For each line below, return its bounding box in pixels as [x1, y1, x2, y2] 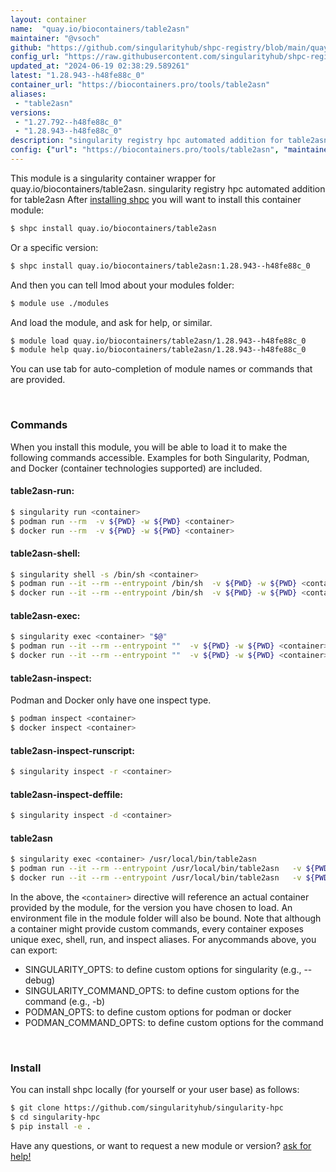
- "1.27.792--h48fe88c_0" [14, 117, 123, 127]
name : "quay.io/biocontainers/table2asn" [10, 24, 190, 34]
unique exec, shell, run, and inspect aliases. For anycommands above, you [10, 933, 317, 945]
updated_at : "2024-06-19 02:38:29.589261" [10, 61, 190, 71]
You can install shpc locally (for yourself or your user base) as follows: [10, 1084, 300, 1096]
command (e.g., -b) [24, 995, 106, 1007]
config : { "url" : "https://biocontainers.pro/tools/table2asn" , [10, 145, 280, 155]
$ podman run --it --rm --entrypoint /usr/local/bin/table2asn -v [10, 864, 302, 874]
